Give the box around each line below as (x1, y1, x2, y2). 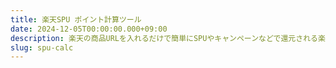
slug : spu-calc (10, 42, 74, 53)
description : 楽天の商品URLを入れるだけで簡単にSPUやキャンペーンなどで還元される (10, 33, 318, 43)
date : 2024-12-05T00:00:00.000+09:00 (10, 24, 168, 34)
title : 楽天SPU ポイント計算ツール (10, 14, 142, 25)
